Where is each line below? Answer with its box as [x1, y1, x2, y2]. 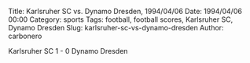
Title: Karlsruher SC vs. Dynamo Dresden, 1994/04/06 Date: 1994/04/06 [8, 7, 242, 16]
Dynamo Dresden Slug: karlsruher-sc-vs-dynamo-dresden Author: [8, 23, 224, 32]
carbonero [8, 31, 42, 40]
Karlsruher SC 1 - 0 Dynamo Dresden [8, 47, 128, 55]
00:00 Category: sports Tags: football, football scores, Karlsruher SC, [8, 15, 233, 24]
